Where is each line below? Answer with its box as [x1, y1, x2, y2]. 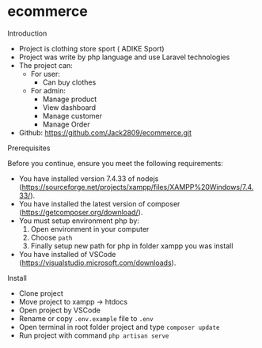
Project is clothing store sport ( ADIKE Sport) [18, 43, 165, 53]
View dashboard [42, 102, 97, 112]
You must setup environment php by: [18, 216, 140, 225]
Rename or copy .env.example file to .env [18, 313, 154, 323]
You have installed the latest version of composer [18, 199, 180, 208]
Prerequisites [7, 143, 51, 153]
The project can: [18, 60, 73, 70]
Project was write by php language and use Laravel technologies [18, 52, 230, 62]
